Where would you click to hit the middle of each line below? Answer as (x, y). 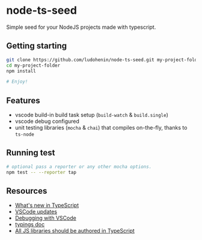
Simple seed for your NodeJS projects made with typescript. (81, 27)
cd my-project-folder (33, 65)
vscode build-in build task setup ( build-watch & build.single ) (91, 115)
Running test (31, 153)
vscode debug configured (47, 121)
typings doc (30, 224)
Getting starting (37, 46)
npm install (21, 71)
